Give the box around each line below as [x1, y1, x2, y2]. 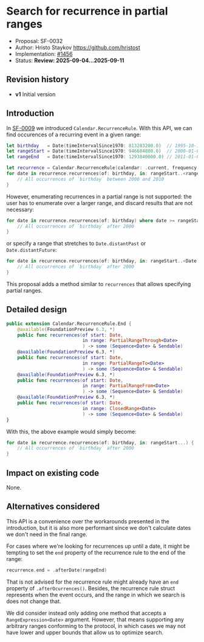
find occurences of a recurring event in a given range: [6, 131, 141, 138]
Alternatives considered [6, 501, 100, 512]
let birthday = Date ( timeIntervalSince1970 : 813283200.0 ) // [6, 142, 172, 148]
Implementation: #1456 [15, 50, 73, 57]
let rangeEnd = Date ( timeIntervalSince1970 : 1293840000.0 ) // [6, 154, 172, 160]
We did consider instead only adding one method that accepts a [6, 609, 166, 616]
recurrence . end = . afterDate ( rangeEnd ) [6, 567, 107, 573]
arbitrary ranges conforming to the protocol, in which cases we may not [6, 622, 186, 629]
